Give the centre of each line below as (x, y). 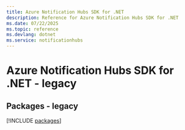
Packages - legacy (42, 106)
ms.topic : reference (33, 29)
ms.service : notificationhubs (45, 40)
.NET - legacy (42, 84)
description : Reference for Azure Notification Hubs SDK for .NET (92, 18)
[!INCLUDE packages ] (34, 121)
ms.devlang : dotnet (31, 35)
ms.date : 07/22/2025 (33, 23)
